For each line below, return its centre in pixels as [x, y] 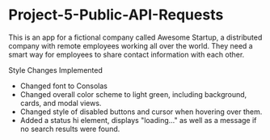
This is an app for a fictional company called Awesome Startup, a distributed [135, 37]
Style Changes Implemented [55, 70]
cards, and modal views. [61, 103]
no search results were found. [70, 129]
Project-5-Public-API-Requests [116, 15]
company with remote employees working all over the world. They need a [131, 45]
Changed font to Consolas [63, 86]
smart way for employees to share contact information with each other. [127, 54]
